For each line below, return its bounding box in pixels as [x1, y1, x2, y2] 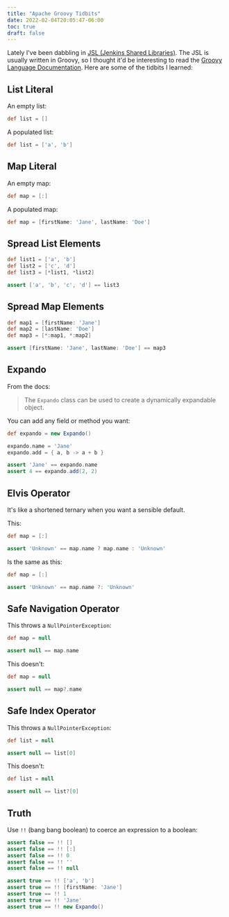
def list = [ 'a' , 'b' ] [7, 141, 73, 148]
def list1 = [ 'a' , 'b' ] [7, 256, 76, 263]
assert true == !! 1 [7, 891, 67, 898]
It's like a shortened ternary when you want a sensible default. [7, 506, 185, 514]
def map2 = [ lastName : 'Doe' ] [7, 326, 95, 333]
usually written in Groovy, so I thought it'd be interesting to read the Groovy [7, 56, 223, 65]
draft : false [7, 29, 45, 37]
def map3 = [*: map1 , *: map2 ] [7, 332, 92, 339]
